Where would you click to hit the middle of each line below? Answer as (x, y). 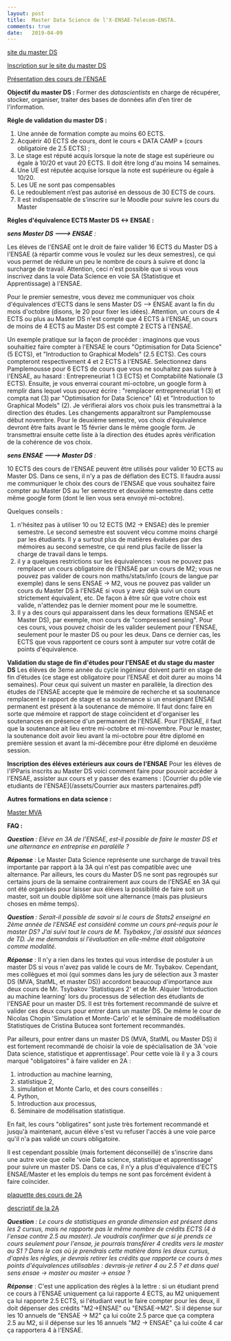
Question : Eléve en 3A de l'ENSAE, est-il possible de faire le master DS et (112, 839)
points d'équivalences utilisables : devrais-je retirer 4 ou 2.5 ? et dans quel (113, 1266)
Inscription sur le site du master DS (57, 65)
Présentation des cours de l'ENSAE (57, 79)
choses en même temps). (43, 904)
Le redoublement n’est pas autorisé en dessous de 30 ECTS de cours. (116, 192)
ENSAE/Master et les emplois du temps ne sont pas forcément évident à (109, 1174)
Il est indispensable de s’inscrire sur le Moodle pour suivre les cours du (118, 200)
